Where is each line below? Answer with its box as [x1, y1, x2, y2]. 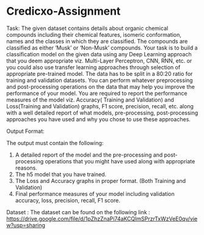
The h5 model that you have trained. [15, 170, 107, 178]
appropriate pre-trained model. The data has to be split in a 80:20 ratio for [6, 70, 193, 77]
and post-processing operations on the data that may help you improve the [6, 83, 195, 90]
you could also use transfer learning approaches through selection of [6, 63, 181, 71]
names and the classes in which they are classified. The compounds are [6, 37, 188, 45]
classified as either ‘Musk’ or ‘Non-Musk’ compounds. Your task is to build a [6, 44, 198, 51]
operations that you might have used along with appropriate [45, 157, 195, 165]
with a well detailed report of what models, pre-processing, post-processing [6, 109, 199, 116]
